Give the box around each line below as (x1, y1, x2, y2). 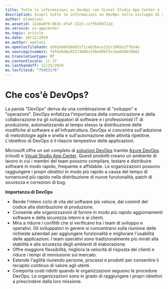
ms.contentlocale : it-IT (5, 58, 57, 63)
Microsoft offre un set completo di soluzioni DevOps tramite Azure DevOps (5, 147, 159, 153)
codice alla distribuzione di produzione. (12, 203, 94, 210)
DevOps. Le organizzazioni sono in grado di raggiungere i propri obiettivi (12, 273, 162, 279)
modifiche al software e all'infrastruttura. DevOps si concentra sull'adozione (5, 127, 162, 133)
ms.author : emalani (5, 40, 46, 45)
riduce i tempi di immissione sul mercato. (12, 251, 97, 257)
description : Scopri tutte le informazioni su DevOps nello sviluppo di (5, 12, 160, 17)
